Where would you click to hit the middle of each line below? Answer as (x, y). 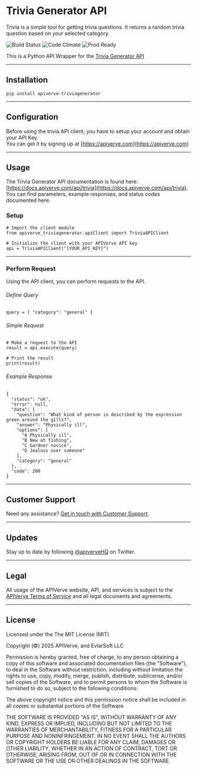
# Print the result (30, 358)
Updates (22, 537)
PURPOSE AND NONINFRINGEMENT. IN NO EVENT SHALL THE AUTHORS (96, 736)
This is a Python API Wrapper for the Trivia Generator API (75, 56)
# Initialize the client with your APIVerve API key (72, 243)
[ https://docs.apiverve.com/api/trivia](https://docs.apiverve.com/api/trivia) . (97, 188)
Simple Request (25, 325)
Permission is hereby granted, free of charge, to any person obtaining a (92, 657)
